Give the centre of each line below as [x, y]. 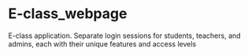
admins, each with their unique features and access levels [102, 43]
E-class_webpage [68, 14]
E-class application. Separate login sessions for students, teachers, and [125, 35]
